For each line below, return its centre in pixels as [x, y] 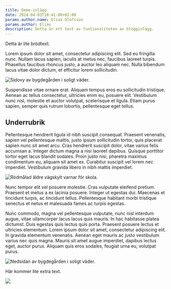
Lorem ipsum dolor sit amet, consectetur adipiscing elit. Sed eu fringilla [80, 54]
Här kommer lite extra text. [33, 271]
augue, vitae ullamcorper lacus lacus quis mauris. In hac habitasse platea [82, 219]
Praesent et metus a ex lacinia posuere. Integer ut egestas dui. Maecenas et [85, 192]
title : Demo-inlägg [26, 10]
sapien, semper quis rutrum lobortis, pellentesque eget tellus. [70, 106]
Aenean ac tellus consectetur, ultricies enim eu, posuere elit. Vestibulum [81, 95]
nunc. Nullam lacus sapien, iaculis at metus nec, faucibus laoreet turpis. [81, 59]
